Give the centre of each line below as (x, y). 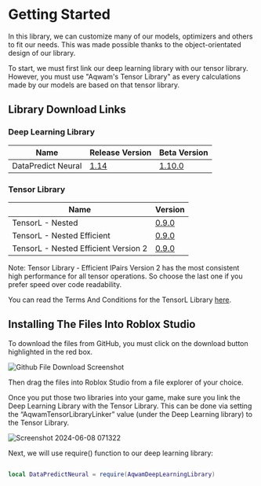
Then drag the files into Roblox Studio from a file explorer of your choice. (126, 382)
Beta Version (184, 153)
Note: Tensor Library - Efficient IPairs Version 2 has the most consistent (124, 267)
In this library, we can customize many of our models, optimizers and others (130, 36)
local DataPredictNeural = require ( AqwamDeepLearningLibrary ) (112, 474)
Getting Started (60, 15)
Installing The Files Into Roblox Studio (102, 324)
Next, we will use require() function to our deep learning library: (111, 453)
